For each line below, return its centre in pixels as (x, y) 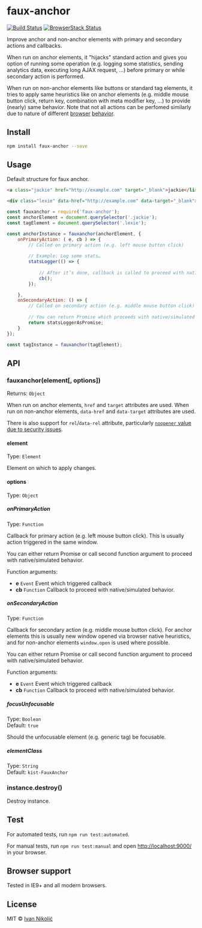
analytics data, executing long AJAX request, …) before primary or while (96, 70)
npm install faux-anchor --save (47, 146)
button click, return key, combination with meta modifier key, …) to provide (99, 101)
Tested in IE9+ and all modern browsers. (57, 885)
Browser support (39, 871)
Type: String (22, 766)
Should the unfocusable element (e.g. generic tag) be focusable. (87, 737)
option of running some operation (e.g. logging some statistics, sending (95, 64)
